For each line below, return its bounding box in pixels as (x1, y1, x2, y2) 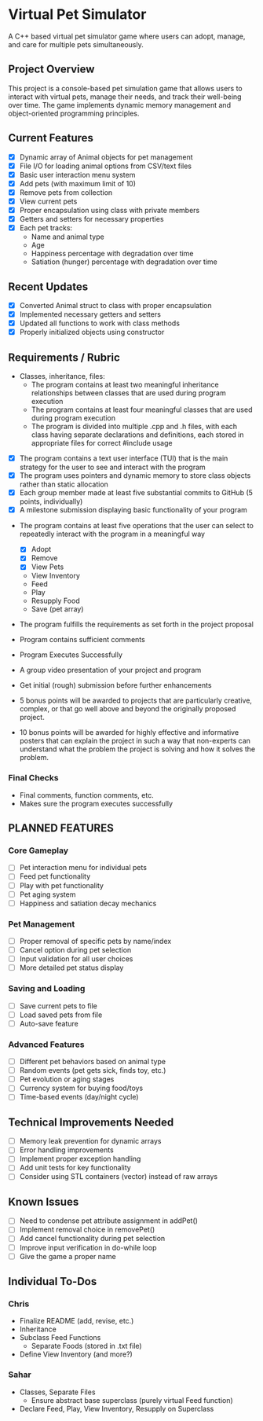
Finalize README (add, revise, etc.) (19, 1316, 134, 1326)
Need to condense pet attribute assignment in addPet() (19, 1216, 199, 1225)
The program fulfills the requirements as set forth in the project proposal (19, 619, 254, 630)
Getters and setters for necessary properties (19, 215, 164, 223)
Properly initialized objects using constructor (19, 328, 165, 337)
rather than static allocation (19, 479, 108, 489)
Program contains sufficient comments (19, 635, 145, 644)
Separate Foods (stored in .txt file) (31, 1342, 143, 1351)
